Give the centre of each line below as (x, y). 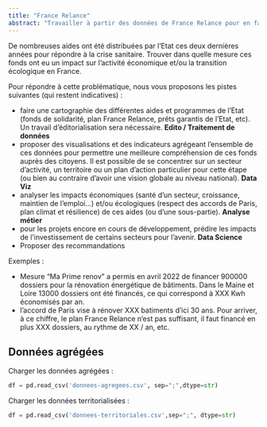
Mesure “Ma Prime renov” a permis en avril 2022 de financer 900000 (133, 276)
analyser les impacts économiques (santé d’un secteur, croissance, (130, 195)
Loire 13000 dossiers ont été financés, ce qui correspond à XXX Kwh (132, 293)
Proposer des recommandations (72, 245)
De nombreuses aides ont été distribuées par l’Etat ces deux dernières (124, 45)
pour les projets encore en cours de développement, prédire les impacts (138, 228)
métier (31, 220)
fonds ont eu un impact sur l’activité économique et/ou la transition (118, 62)
